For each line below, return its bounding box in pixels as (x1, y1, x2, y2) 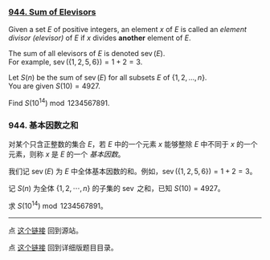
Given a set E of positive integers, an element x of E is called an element (8, 25, 247, 35)
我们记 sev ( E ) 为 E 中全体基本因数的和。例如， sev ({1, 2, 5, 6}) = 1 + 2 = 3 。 (8, 167, 257, 177)
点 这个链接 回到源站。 (8, 225, 83, 235)
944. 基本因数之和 (8, 120, 79, 131)
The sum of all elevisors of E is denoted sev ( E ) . (8, 49, 166, 59)
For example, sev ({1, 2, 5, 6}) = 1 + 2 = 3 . (8, 57, 143, 67)
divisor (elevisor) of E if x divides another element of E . (8, 33, 191, 43)
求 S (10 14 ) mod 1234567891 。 (8, 200, 108, 210)
